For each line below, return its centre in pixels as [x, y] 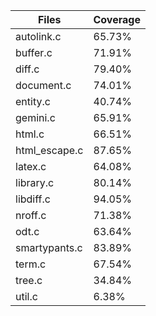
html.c [30, 134]
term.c [31, 264]
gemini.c [35, 117]
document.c [43, 85]
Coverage [117, 19]
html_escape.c [49, 150]
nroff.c [31, 215]
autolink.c [38, 36]
